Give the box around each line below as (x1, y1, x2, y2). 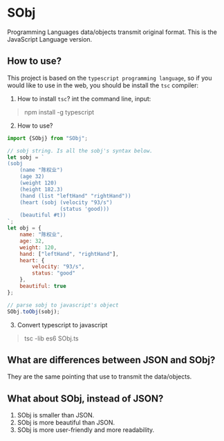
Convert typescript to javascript (17, 320, 108, 329)
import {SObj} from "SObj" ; (7, 135, 88, 141)
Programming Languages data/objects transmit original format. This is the (7, 28, 218, 36)
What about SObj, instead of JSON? (7, 392, 164, 404)
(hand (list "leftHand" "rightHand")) (19, 192, 131, 199)
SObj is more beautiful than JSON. (17, 418, 115, 427)
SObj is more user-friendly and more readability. (17, 426, 155, 434)
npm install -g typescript (24, 107, 95, 116)
